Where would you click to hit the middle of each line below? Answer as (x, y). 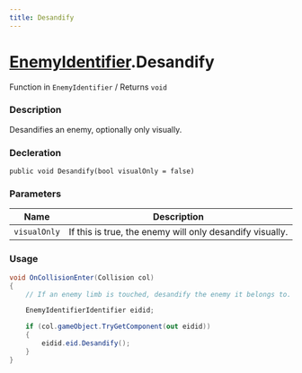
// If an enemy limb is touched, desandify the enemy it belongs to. (159, 294)
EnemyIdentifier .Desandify (112, 61)
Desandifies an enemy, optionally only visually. (96, 129)
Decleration (35, 152)
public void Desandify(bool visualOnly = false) (102, 171)
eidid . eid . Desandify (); (86, 343)
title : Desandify (42, 17)
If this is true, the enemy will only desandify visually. (178, 232)
